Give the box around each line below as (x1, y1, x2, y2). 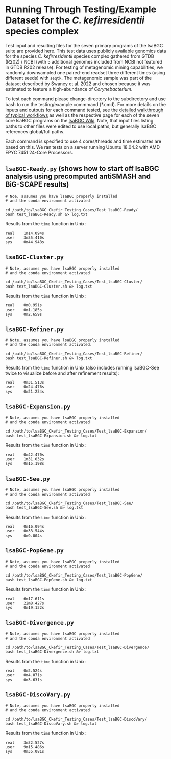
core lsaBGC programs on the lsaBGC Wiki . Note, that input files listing (5, 117, 154, 124)
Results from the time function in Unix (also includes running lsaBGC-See (5, 365, 159, 371)
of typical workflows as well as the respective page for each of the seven (5, 112, 159, 118)
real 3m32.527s (5, 740, 44, 745)
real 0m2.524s (5, 668, 42, 673)
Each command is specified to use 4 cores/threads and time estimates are (5, 138, 162, 145)
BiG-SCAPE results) (5, 180, 69, 189)
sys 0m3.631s (5, 677, 42, 682)
